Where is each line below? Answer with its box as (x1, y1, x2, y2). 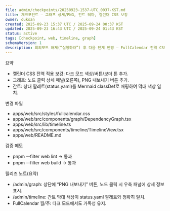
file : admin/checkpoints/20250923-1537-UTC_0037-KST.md (5, 7, 125, 13)
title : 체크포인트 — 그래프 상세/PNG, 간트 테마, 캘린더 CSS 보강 (5, 12, 128, 17)
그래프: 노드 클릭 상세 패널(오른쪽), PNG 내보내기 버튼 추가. (12, 77, 129, 83)
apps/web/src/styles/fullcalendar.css (12, 110, 90, 117)
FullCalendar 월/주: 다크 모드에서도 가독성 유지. (12, 200, 107, 206)
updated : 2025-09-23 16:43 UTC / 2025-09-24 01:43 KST (5, 26, 123, 31)
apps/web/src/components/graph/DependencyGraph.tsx (12, 116, 132, 122)
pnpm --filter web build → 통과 (12, 159, 76, 165)
